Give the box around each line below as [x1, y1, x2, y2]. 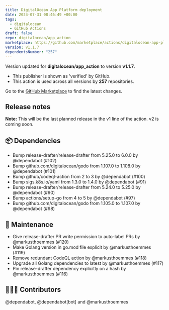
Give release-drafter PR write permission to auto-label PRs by [12, 233, 140, 239]
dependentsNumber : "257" [5, 49, 57, 54]
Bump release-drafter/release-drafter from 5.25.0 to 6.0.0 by [12, 152, 138, 158]
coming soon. [5, 121, 34, 127]
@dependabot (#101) [12, 168, 56, 174]
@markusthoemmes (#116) [12, 271, 68, 277]
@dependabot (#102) [12, 158, 57, 164]
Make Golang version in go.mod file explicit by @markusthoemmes [12, 244, 151, 250]
